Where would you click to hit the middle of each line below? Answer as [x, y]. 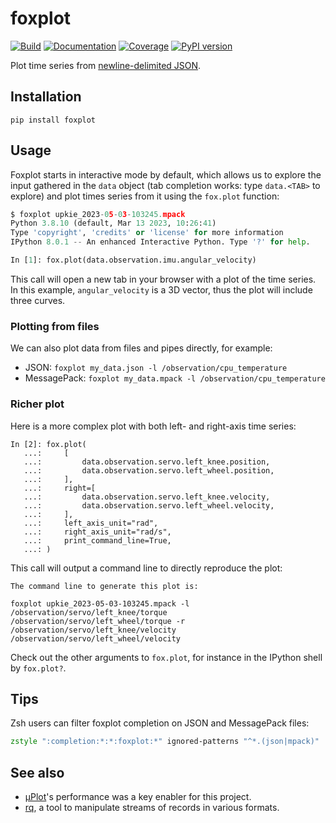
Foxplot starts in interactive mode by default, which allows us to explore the [166, 174]
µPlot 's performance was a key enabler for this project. [138, 797]
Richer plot [37, 404]
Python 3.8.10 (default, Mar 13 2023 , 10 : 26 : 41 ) [113, 223]
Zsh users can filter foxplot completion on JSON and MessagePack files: [160, 723]
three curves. [38, 300]
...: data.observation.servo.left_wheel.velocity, [149, 505]
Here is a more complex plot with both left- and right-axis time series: [153, 426]
